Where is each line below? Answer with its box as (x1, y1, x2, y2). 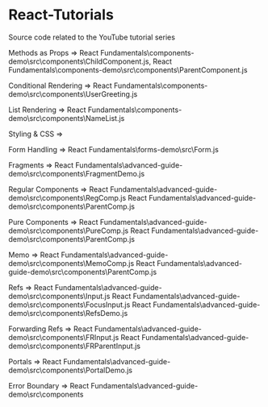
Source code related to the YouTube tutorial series (8, 32, 176, 42)
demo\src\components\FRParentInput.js (8, 341, 141, 351)
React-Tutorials (8, 6, 115, 24)
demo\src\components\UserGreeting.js (8, 89, 138, 98)
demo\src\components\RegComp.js (8, 193, 127, 202)
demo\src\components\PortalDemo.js (8, 365, 133, 375)
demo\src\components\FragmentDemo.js (8, 168, 145, 178)
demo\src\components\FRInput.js (8, 332, 119, 342)
